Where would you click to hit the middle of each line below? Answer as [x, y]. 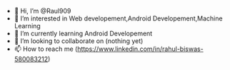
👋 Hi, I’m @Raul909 [42, 11]
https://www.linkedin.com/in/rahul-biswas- [140, 49]
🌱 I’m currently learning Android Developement [83, 33]
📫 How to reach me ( [46, 49]
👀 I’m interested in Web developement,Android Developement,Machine [118, 18]
